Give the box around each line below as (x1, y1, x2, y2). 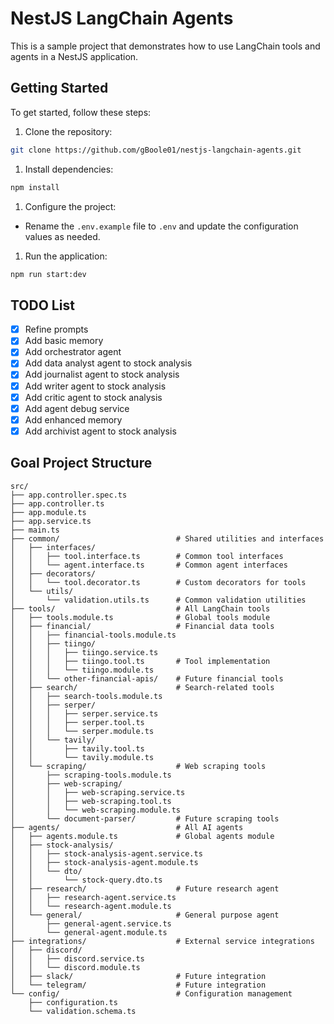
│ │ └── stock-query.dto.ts (10, 875, 163, 885)
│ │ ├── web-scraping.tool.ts (10, 796, 172, 806)
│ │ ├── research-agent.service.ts (10, 892, 177, 902)
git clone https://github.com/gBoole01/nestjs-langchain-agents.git (10, 145, 302, 155)
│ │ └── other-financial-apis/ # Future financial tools (10, 673, 284, 684)
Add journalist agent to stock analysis (24, 368, 180, 381)
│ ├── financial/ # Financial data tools (10, 621, 275, 631)
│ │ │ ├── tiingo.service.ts (10, 647, 159, 657)
